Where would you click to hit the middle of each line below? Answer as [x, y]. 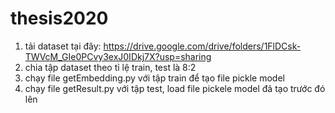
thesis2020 [59, 18]
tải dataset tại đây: [63, 46]
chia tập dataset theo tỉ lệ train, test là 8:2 [110, 67]
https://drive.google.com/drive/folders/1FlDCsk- [202, 46]
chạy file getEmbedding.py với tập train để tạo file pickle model [154, 78]
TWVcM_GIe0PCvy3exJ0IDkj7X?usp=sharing [118, 56]
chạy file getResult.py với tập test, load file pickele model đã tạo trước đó [175, 88]
